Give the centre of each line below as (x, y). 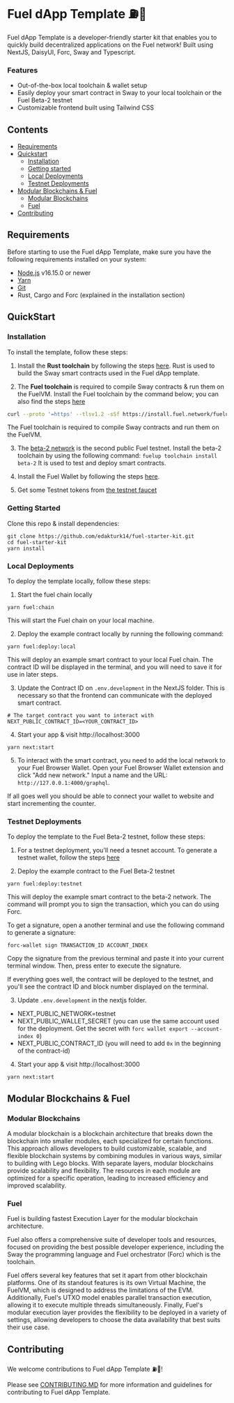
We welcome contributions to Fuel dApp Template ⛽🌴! (85, 1369)
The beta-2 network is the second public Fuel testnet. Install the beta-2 (119, 448)
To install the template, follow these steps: (68, 352)
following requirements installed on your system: (77, 259)
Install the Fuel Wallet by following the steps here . (88, 477)
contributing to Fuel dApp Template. (59, 1393)
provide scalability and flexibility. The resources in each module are (104, 1171)
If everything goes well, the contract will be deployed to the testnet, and (110, 980)
